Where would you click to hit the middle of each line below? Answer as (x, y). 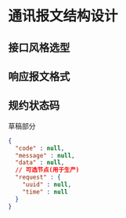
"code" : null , (40, 148)
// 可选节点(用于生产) (47, 170)
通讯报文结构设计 (63, 16)
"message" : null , (45, 155)
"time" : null (45, 192)
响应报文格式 (39, 76)
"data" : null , (40, 163)
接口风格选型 (39, 47)
